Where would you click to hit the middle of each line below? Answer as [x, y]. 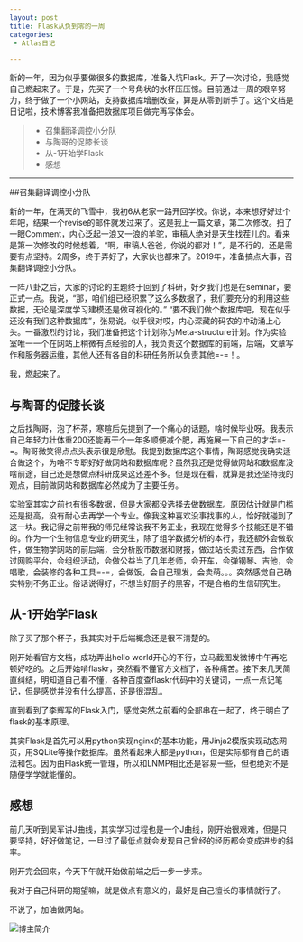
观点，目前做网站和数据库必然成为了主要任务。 [96, 485]
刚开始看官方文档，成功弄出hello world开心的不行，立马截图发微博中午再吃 [148, 657]
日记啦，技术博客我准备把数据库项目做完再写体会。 [104, 112]
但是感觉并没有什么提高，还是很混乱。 [96, 691]
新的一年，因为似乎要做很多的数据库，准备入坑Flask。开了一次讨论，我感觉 [150, 78]
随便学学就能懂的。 [45, 774]
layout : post [34, 18]
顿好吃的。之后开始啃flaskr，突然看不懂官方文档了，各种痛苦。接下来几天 [146, 668]
